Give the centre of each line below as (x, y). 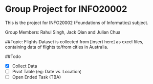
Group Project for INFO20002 (66, 9)
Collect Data (25, 66)
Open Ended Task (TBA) (36, 77)
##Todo (13, 56)
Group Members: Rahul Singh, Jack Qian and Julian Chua (63, 32)
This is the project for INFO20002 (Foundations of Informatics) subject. (77, 23)
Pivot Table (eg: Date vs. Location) (47, 71)
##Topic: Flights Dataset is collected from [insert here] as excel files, (74, 42)
